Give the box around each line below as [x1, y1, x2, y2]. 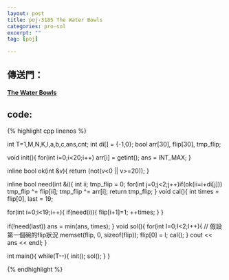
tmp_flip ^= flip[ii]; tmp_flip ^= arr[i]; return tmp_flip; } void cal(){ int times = [7, 187, 219, 195]
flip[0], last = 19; [7, 194, 54, 203]
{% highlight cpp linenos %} [7, 127, 87, 135]
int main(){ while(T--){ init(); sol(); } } [7, 252, 111, 260]
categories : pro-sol [7, 23, 67, 30]
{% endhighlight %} [7, 265, 63, 273]
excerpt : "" [7, 29, 41, 36]
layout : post [7, 10, 45, 17]
